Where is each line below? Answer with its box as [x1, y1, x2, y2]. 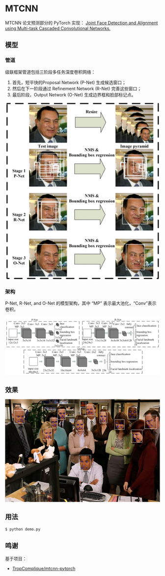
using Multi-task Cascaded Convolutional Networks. [5, 25, 110, 31]
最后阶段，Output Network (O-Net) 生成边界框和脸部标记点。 [12, 91, 136, 97]
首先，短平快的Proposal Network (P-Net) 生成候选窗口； [12, 79, 127, 85]
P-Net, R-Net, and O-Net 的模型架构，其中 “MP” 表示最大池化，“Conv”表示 [5, 301, 157, 306]
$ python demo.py [5, 527, 41, 532]
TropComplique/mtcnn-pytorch [12, 565, 76, 571]
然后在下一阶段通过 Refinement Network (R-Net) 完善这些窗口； [12, 86, 142, 91]
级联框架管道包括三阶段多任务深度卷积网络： [5, 69, 96, 75]
